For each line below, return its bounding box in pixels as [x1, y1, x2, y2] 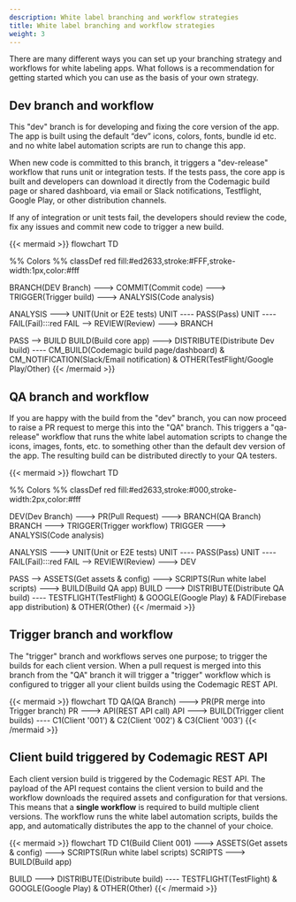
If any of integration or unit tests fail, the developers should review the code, [9, 212, 287, 223]
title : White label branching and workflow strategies [9, 21, 216, 30]
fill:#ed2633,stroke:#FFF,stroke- [118, 256, 236, 266]
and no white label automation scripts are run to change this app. [9, 141, 246, 151]
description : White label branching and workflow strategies [9, 12, 239, 22]
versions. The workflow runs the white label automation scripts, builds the [9, 811, 278, 822]
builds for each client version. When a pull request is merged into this [9, 660, 262, 670]
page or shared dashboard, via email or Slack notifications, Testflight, [9, 186, 262, 196]
